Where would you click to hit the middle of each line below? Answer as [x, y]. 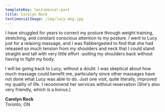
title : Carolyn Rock [27, 14]
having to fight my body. [30, 59]
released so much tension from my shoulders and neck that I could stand [80, 49]
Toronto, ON [18, 105]
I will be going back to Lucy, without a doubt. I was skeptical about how [78, 69]
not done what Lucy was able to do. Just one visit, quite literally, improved [81, 79]
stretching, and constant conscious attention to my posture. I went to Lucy [81, 38]
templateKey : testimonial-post [38, 10]
